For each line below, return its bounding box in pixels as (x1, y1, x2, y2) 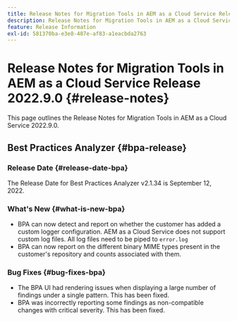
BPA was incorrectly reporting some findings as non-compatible (17, 298, 205, 307)
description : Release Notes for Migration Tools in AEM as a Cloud (7, 17, 210, 24)
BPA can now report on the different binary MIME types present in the (17, 243, 221, 251)
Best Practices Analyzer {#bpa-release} (7, 142, 187, 154)
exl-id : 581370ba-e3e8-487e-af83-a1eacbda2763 (7, 30, 147, 37)
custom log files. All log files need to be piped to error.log (17, 235, 188, 243)
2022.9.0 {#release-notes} (7, 90, 170, 107)
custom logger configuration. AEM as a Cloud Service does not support (17, 227, 226, 236)
